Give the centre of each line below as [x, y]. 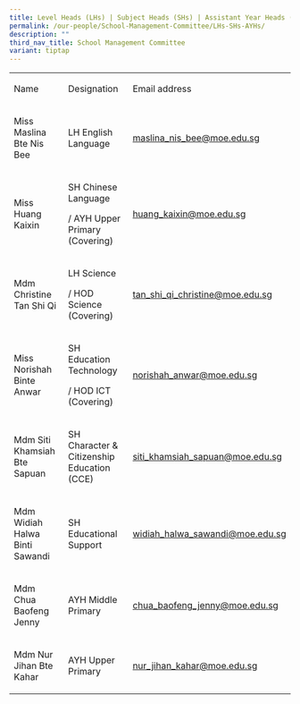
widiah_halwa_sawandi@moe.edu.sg [209, 534]
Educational [93, 534]
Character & [93, 445]
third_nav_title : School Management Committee [97, 42]
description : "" [39, 34]
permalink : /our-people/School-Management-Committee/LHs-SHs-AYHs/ [137, 26]
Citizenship [92, 457]
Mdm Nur [33, 655]
